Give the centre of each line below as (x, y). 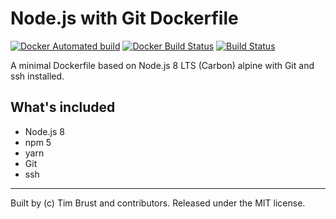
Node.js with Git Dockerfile (124, 18)
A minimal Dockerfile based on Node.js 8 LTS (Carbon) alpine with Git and (162, 65)
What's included (63, 107)
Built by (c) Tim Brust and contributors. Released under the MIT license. (158, 203)
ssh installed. (37, 76)
